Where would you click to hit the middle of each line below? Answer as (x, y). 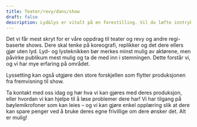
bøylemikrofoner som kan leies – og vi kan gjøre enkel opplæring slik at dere (98, 105)
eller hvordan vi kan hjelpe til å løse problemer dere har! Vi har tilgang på (94, 99)
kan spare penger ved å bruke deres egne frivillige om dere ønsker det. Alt (96, 111)
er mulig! (17, 118)
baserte (16, 45)
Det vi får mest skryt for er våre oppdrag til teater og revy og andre (87, 39)
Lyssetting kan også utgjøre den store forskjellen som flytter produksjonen (96, 75)
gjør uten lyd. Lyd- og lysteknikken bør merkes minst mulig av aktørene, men (98, 52)
